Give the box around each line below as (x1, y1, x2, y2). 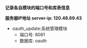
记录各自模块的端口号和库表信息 (5, 5, 70, 10)
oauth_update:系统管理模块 (12, 25, 67, 31)
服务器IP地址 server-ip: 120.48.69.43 (5, 15, 82, 21)
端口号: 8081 (19, 32, 45, 37)
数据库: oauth (19, 38, 47, 44)
